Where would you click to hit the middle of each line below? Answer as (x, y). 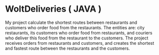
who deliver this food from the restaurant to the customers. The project (77, 38)
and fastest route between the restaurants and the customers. (68, 48)
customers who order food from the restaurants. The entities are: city (75, 27)
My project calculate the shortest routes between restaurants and (71, 22)
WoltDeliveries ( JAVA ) (53, 9)
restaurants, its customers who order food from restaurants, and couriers (79, 33)
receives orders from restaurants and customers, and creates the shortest (80, 43)
